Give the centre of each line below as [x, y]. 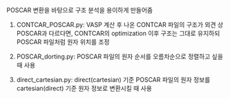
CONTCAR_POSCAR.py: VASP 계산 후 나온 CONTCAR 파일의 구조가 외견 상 [120, 25]
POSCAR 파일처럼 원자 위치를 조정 [63, 42]
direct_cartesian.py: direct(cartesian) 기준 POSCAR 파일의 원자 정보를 [113, 80]
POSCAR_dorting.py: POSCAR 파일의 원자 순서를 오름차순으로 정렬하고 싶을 [120, 56]
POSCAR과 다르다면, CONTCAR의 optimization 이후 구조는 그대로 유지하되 [118, 33]
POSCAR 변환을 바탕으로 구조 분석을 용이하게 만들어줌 [80, 10]
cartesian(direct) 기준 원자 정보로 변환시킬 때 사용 [84, 88]
